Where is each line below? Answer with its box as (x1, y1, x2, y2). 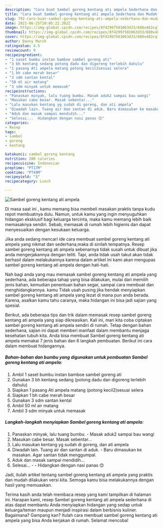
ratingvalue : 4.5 (5, 43, 40, 48)
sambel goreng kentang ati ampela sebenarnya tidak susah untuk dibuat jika (5, 246, 157, 252)
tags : (5, 130, 16, 134)
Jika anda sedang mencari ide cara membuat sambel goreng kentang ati (5, 236, 150, 242)
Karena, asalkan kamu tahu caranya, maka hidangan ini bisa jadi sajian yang (5, 298, 157, 303)
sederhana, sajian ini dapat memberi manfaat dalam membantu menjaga (5, 327, 149, 333)
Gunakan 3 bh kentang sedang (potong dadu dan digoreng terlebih (12, 377, 147, 382)
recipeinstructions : (5, 89, 47, 94)
